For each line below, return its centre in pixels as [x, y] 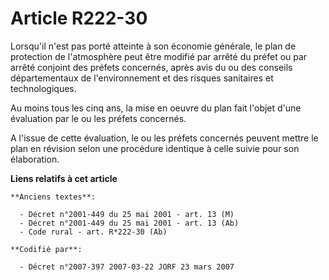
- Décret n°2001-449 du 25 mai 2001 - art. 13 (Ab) [129, 223]
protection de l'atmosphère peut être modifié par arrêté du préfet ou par [159, 56]
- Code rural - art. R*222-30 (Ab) [93, 232]
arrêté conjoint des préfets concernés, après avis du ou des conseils [151, 67]
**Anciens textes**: [53, 197]
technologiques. [43, 88]
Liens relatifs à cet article [64, 178]
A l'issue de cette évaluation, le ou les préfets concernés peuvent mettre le [164, 138]
